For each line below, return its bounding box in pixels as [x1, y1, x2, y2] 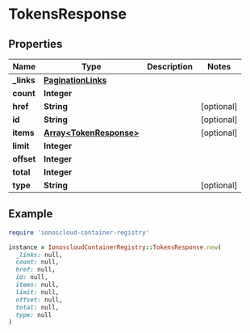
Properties [8, 37, 63, 51]
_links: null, [15, 251, 63, 259]
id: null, [15, 273, 48, 281]
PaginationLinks [43, 74, 107, 86]
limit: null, [15, 288, 60, 296]
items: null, [15, 280, 60, 289]
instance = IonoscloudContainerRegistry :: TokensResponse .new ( [8, 243, 222, 251]
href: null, [15, 266, 56, 274]
